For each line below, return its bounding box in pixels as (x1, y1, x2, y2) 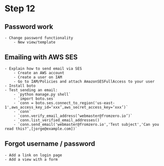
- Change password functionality (4, 35, 73, 40)
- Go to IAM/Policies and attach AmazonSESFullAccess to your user (13, 79, 155, 84)
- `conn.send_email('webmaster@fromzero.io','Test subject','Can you (13, 122, 160, 127)
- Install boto (4, 83, 36, 88)
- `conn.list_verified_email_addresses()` (13, 117, 102, 123)
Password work (4, 23, 54, 31)
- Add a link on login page (4, 153, 63, 158)
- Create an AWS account (13, 70, 65, 75)
